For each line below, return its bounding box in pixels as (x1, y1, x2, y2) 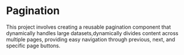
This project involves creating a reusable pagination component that (6, 23, 172, 30)
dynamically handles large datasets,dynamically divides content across (6, 29, 179, 36)
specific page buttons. (6, 42, 61, 49)
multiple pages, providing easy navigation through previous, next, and (6, 36, 175, 43)
